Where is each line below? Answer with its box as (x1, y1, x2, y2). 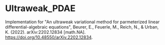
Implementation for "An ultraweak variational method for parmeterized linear (5, 19, 160, 25)
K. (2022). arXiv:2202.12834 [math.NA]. (5, 29, 86, 35)
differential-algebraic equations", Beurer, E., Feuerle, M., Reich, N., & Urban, (5, 24, 159, 30)
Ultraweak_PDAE (5, 3, 76, 14)
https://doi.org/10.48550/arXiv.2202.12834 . (5, 34, 93, 40)
